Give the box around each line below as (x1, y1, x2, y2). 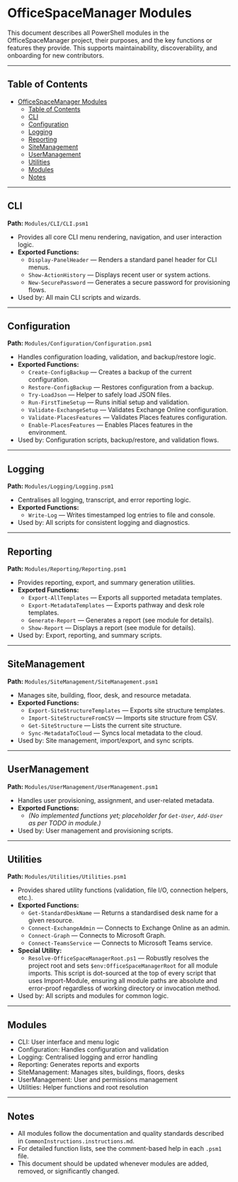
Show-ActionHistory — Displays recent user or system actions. (28, 270, 211, 278)
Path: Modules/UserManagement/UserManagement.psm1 (7, 782, 159, 791)
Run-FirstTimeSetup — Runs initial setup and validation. (28, 398, 190, 406)
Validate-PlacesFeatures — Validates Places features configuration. (28, 413, 227, 422)
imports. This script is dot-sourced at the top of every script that (28, 969, 216, 977)
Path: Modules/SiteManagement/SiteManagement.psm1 (7, 677, 159, 685)
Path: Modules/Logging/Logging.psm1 (7, 482, 114, 491)
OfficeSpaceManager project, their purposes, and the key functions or (7, 36, 212, 44)
